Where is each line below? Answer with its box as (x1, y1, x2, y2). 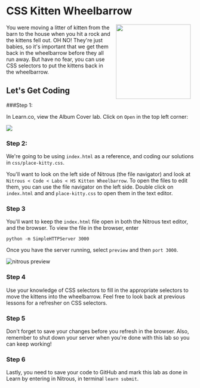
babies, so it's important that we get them (6, 43, 109, 50)
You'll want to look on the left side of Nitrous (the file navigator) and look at (6, 171, 191, 178)
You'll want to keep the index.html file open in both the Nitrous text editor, (6, 218, 188, 225)
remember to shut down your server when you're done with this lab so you (6, 334, 190, 341)
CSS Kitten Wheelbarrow (6, 4, 133, 18)
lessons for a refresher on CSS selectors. (6, 299, 107, 306)
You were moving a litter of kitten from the (6, 24, 110, 31)
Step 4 (6, 273, 26, 281)
